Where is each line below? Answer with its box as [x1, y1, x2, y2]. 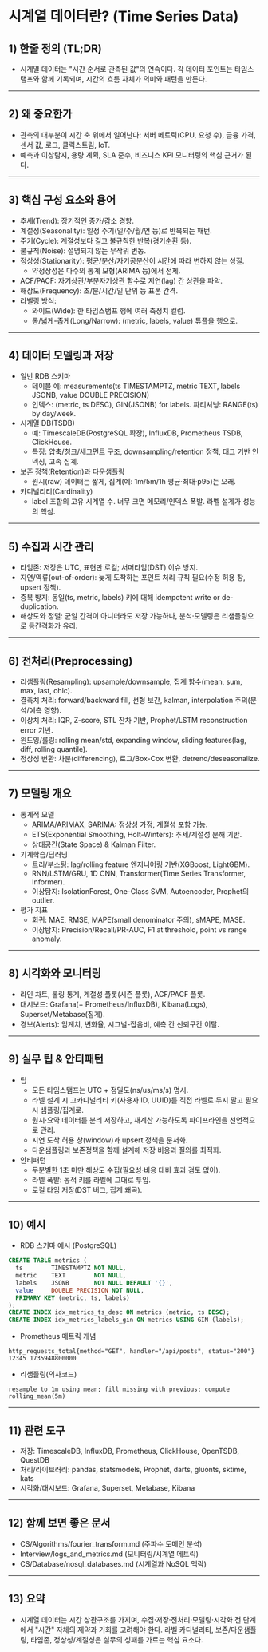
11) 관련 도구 [8, 1424, 65, 1437]
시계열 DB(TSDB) [19, 419, 76, 428]
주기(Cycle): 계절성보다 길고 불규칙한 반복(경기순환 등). [19, 236, 191, 245]
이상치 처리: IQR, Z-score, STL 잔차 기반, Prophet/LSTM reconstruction [19, 716, 248, 725]
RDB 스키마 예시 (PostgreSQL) [19, 1241, 117, 1250]
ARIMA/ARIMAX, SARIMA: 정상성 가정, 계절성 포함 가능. [31, 820, 208, 829]
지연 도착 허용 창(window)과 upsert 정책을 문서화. [31, 1135, 188, 1145]
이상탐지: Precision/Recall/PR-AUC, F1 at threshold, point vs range [31, 924, 247, 935]
